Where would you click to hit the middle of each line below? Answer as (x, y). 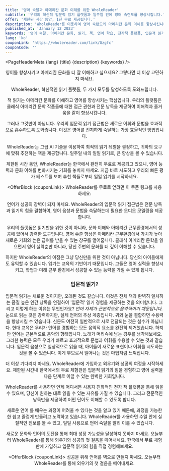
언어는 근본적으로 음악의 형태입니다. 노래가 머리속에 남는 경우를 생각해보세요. (87, 334)
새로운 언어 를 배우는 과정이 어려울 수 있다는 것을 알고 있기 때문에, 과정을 (78, 410)
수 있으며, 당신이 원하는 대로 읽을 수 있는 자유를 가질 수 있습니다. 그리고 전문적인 (84, 393)
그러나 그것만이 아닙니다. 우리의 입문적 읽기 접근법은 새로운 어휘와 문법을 (78, 123)
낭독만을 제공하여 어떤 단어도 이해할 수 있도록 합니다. (84, 399)
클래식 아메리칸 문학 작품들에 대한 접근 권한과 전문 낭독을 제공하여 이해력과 (80, 106)
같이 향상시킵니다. (89, 113)
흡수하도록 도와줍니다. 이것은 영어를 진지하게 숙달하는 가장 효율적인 (81, 130)
